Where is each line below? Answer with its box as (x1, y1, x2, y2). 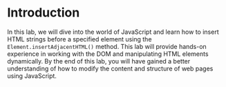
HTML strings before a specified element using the (7, 35, 152, 43)
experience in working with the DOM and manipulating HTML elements (7, 50, 209, 58)
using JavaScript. (7, 71, 57, 80)
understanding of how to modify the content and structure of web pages (7, 64, 214, 72)
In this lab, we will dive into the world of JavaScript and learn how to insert (7, 28, 219, 36)
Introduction (7, 5, 80, 21)
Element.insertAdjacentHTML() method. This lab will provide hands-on (7, 42, 207, 50)
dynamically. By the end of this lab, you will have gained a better (7, 57, 191, 65)
